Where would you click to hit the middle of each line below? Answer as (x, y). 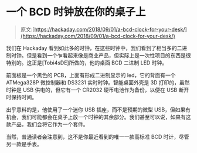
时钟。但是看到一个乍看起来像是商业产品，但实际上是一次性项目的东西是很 (101, 55)
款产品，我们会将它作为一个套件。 (47, 124)
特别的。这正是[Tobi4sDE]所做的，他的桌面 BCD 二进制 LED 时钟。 (87, 63)
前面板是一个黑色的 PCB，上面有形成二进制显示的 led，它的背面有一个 (91, 75)
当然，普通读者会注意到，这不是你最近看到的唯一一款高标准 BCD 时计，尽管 (98, 137)
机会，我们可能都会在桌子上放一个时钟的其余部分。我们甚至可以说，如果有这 (98, 117)
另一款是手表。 (24, 144)
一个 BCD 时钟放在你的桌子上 (76, 12)
